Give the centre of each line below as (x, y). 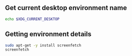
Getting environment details (48, 34)
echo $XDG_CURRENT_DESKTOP (32, 19)
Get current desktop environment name (66, 8)
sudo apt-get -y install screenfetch (43, 45)
